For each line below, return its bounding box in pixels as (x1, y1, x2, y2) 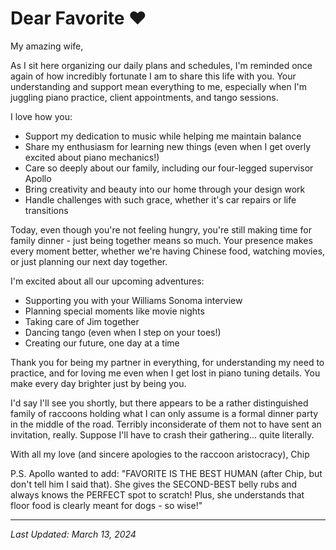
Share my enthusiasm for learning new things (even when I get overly (24, 140, 312, 152)
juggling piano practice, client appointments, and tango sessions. (10, 91, 279, 103)
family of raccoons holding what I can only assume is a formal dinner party (10, 407, 319, 419)
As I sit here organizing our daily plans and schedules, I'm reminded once (10, 59, 313, 71)
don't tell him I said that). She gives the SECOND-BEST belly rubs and (10, 478, 298, 490)
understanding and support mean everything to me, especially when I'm (10, 80, 307, 92)
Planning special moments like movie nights (24, 305, 205, 317)
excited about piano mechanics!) (24, 151, 160, 163)
